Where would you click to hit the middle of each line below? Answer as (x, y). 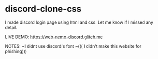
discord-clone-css (43, 9)
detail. (11, 27)
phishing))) (16, 51)
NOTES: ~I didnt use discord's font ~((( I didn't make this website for (73, 46)
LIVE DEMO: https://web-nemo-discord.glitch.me (54, 37)
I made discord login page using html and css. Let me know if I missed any (79, 22)
